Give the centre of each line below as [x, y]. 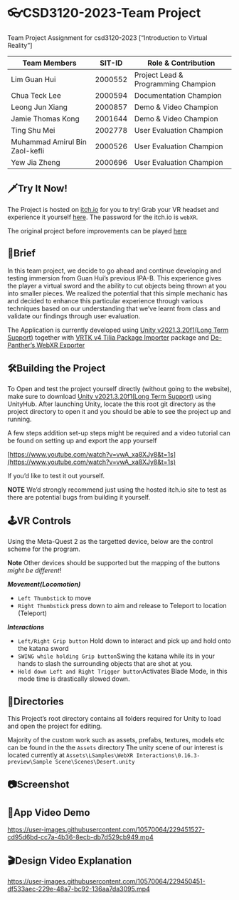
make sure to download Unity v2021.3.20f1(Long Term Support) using [110, 397]
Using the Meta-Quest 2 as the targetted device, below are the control [110, 542]
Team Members [49, 63]
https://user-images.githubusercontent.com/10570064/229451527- [106, 830]
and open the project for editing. [55, 726]
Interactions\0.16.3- [168, 756]
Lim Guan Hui [33, 79]
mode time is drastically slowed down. [74, 679]
